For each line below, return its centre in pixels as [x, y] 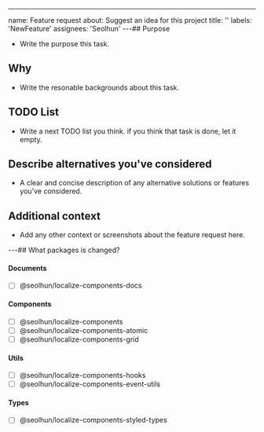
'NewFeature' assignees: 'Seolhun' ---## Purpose [89, 29]
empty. [31, 139]
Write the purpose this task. [64, 44]
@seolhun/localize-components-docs [81, 286]
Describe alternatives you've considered [110, 165]
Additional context [54, 216]
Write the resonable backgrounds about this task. [99, 87]
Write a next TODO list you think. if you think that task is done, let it [128, 131]
